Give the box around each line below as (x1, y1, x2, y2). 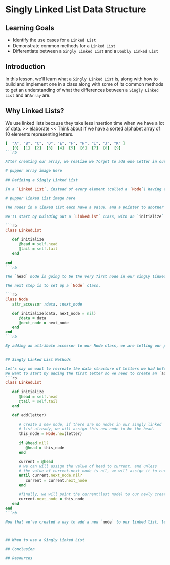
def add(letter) (12, 412, 47, 418)
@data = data (18, 315, 47, 321)
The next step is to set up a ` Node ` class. (5, 283, 101, 288)
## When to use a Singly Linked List (5, 538, 85, 543)
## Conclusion (5, 547, 35, 552)
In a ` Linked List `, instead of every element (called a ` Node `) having (5, 186, 162, 192)
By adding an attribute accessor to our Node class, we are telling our (5, 343, 162, 349)
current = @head (18, 459, 53, 464)
